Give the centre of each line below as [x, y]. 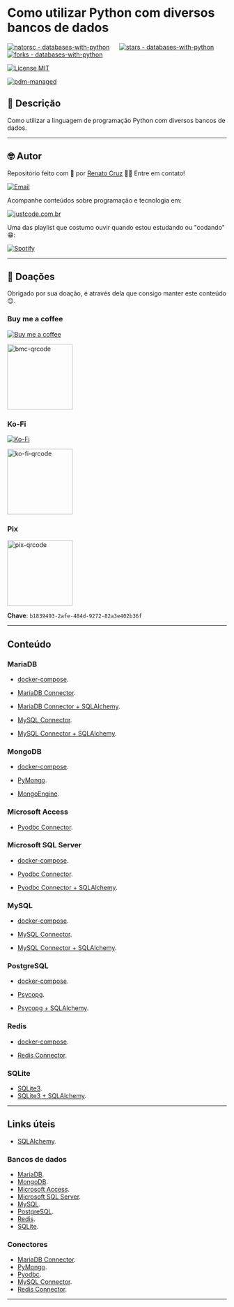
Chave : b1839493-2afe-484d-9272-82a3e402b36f [75, 615]
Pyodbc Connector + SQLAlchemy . [67, 887]
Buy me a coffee [35, 319]
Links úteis [31, 1124]
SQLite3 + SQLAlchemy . [52, 1096]
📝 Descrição [34, 104]
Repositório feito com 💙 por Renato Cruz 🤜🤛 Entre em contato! [96, 173]
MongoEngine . [38, 794]
